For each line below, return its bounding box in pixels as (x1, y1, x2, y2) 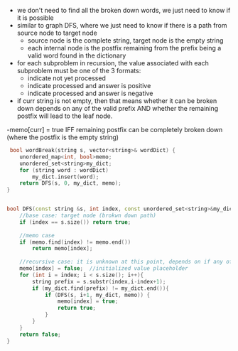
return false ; (19, 330, 61, 338)
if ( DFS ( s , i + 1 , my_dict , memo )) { (44, 291, 151, 298)
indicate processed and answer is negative (27, 89, 153, 97)
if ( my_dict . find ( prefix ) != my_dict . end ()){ (32, 284, 170, 292)
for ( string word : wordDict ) (19, 166, 109, 173)
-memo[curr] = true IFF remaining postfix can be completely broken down (6, 126, 223, 134)
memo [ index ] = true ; (57, 298, 119, 305)
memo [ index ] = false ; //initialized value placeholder (19, 265, 189, 272)
